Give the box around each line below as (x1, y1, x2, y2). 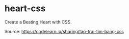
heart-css (4, 3, 46, 14)
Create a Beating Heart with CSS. (4, 19, 72, 25)
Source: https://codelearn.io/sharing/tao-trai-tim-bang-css (4, 28, 124, 34)
